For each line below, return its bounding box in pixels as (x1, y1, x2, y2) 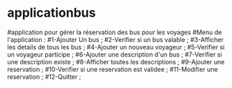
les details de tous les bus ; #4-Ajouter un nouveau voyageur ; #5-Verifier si (7, 43, 225, 51)
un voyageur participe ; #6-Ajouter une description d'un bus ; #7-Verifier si (7, 50, 222, 59)
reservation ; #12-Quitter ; (7, 72, 82, 81)
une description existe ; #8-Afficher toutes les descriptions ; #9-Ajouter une (7, 57, 225, 66)
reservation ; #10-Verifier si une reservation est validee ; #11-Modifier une (7, 65, 218, 73)
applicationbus (7, 5, 96, 21)
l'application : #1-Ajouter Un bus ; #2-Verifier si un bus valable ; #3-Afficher (7, 35, 224, 43)
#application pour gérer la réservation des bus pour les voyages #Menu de (7, 28, 222, 36)
